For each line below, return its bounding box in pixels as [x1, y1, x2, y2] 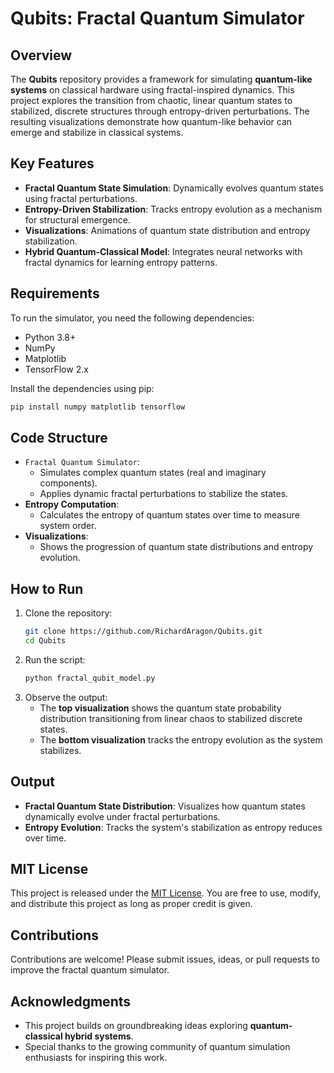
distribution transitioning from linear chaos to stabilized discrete [39, 712, 303, 724]
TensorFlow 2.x [24, 363, 89, 375]
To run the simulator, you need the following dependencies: [10, 312, 255, 324]
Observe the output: [24, 691, 108, 703]
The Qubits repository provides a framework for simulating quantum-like [10, 73, 313, 85]
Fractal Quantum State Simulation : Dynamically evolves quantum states [24, 182, 324, 194]
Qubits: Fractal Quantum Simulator [10, 7, 305, 30]
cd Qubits [24, 636, 67, 646]
